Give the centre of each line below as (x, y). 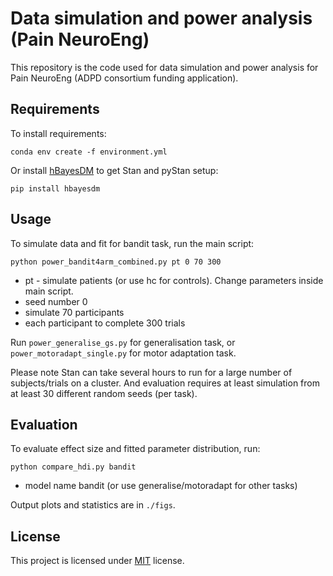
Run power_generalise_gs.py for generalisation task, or (123, 342)
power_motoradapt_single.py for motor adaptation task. (123, 353)
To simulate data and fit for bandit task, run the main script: (132, 243)
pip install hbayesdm (55, 188)
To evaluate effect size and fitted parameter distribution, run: (135, 449)
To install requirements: (58, 133)
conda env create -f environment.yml (89, 152)
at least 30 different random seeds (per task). (104, 393)
